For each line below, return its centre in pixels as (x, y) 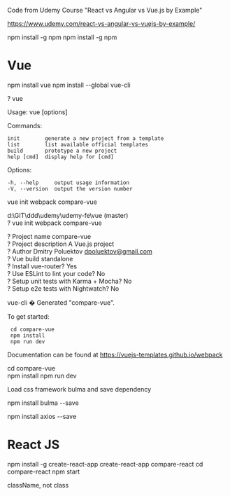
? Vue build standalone (40, 259)
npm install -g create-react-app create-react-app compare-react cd (105, 464)
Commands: (25, 125)
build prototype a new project (62, 151)
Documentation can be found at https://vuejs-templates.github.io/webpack (115, 354)
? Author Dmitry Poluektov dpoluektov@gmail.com (80, 251)
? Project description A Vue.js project (61, 244)
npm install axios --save (42, 416)
